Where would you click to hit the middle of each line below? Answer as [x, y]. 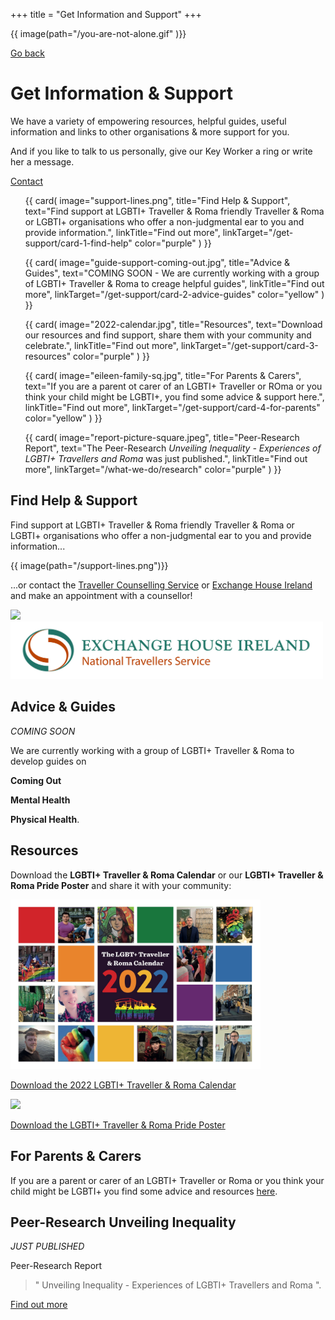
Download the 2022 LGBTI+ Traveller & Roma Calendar [123, 1085]
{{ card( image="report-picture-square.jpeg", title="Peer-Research [162, 437]
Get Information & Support [121, 93]
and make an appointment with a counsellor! [101, 595]
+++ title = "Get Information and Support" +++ [106, 14]
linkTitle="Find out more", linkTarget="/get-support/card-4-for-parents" [172, 407]
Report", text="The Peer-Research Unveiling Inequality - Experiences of [173, 448]
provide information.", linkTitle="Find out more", [122, 232]
